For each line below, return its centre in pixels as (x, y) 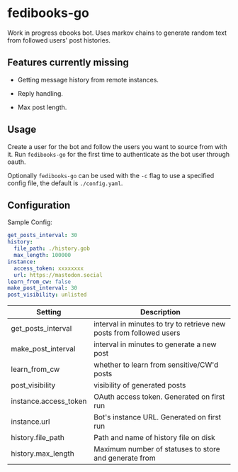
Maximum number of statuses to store (157, 449)
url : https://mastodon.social (58, 275)
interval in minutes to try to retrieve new (159, 324)
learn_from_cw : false (39, 282)
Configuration (39, 205)
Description (160, 312)
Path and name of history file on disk (154, 438)
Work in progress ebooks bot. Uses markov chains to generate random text (117, 33)
